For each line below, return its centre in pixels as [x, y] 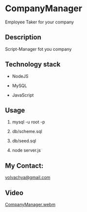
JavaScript [23, 95]
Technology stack [33, 65]
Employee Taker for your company [40, 22]
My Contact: [24, 165]
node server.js [26, 150]
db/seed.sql [24, 141]
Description [23, 37]
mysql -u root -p [28, 122]
